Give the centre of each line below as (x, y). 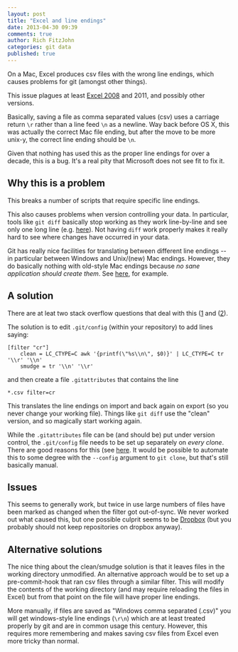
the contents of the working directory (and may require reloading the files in (118, 589)
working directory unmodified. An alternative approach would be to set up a (118, 574)
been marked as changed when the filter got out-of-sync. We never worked (118, 512)
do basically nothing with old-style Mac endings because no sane (104, 266)
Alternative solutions (55, 549)
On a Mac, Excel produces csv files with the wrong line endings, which (111, 74)
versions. (21, 103)
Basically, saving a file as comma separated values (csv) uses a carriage (114, 117)
